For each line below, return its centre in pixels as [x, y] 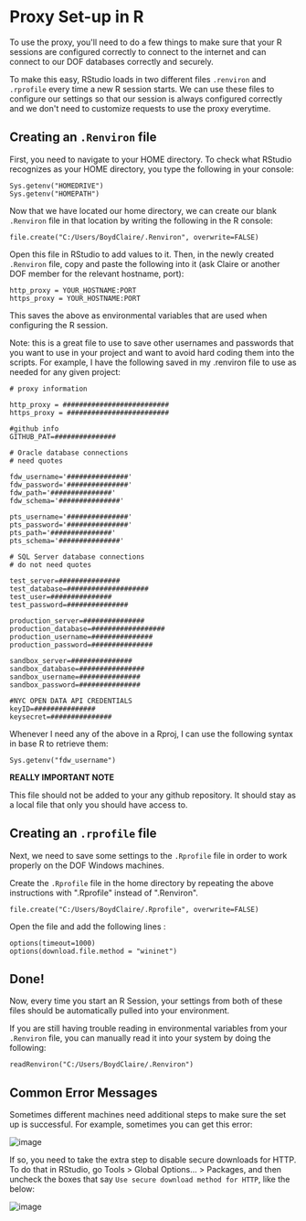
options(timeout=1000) [53, 943]
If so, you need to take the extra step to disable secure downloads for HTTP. [153, 1160]
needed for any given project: [65, 371]
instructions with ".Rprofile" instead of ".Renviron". [104, 893]
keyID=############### [53, 709]
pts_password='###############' [71, 525]
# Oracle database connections [69, 453]
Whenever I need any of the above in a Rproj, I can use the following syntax [152, 734]
